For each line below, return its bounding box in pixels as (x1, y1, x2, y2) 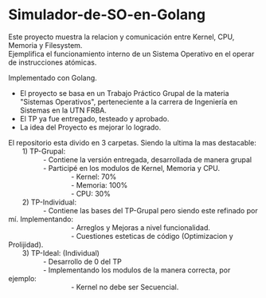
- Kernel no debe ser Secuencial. (71, 282, 179, 292)
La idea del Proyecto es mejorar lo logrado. (19, 122, 162, 132)
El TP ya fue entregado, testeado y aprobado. (19, 113, 170, 123)
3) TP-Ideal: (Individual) (22, 248, 100, 257)
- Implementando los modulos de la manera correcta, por (43, 265, 231, 275)
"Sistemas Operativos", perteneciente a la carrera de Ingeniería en (19, 97, 238, 106)
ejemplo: (8, 273, 37, 283)
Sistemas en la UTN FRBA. (19, 105, 108, 115)
